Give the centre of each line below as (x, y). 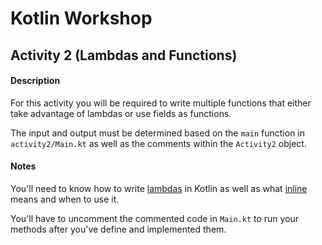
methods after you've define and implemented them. (118, 229)
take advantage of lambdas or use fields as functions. (121, 113)
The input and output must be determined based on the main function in (157, 133)
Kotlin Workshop (81, 18)
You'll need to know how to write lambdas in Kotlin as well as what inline (159, 188)
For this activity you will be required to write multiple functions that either (161, 103)
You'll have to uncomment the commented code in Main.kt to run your (155, 218)
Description (35, 81)
